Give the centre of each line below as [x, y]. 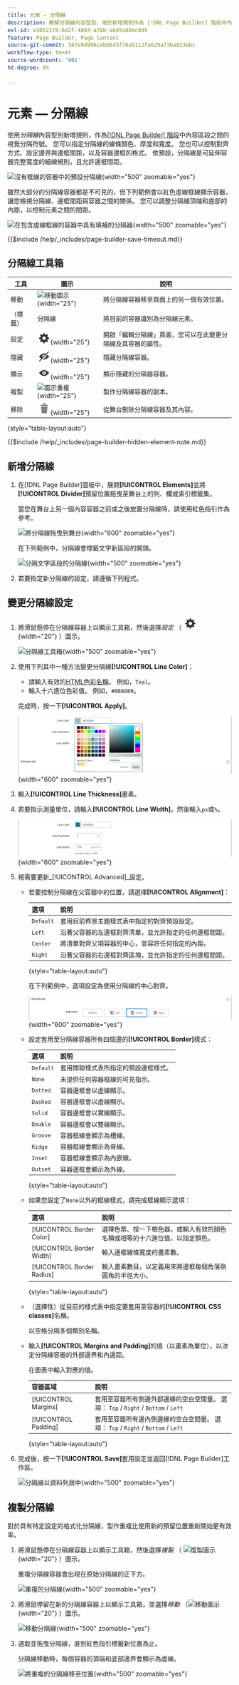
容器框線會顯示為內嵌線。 [97, 1158]
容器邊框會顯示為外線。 [95, 1169]
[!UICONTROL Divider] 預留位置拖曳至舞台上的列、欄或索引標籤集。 [117, 493]
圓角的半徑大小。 [127, 1276]
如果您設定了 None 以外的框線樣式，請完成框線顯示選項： [110, 1200]
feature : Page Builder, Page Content [63, 38]
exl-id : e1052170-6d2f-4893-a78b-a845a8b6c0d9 [78, 30]
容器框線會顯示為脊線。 [95, 1147]
